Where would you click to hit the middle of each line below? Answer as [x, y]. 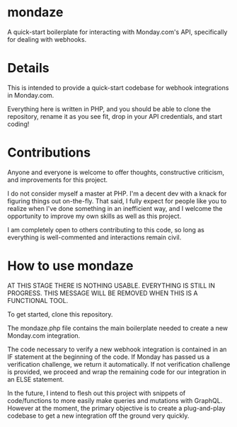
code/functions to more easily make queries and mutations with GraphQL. [115, 400]
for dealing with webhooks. [47, 39]
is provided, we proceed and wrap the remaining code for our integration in [117, 372]
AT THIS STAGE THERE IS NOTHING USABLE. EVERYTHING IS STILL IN [111, 285]
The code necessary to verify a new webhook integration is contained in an [117, 349]
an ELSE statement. [36, 379]
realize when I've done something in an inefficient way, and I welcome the [115, 208]
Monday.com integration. [44, 335]
